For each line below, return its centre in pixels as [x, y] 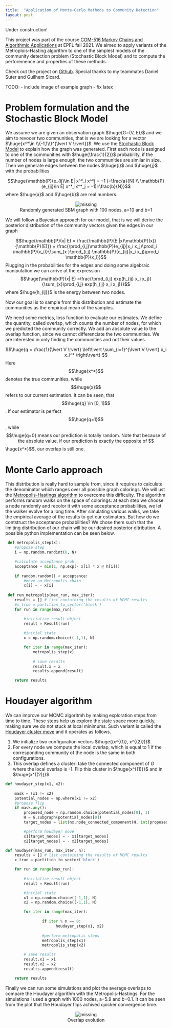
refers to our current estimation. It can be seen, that [60, 395]
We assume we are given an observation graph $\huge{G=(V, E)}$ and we [84, 133]
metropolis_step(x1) [64, 940]
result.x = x [46, 666]
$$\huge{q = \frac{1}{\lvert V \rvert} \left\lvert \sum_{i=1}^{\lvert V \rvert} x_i [86, 350]
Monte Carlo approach [54, 470]
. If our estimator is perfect [33, 411]
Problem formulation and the [67, 107]
